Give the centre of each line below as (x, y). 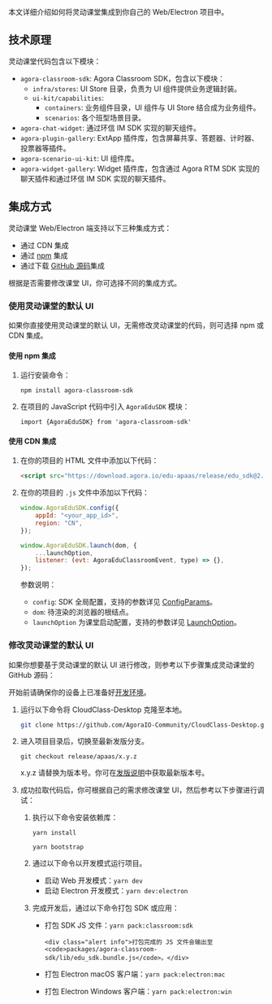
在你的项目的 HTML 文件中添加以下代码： (89, 461)
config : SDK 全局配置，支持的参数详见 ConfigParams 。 (125, 602)
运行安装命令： (45, 375)
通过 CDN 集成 (44, 245)
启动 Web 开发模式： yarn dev (94, 880)
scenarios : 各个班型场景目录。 (95, 117)
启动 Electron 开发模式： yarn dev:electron (116, 891)
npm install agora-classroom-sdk (77, 391)
